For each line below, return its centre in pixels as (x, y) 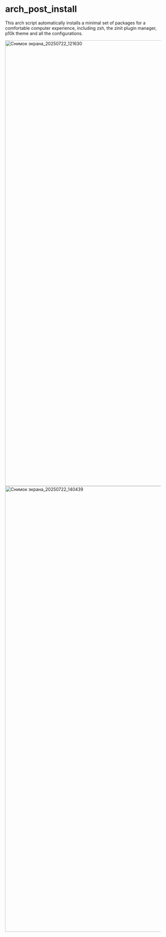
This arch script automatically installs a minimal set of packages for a (75, 23)
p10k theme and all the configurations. (44, 33)
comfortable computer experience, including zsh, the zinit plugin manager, (81, 28)
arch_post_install (41, 9)
